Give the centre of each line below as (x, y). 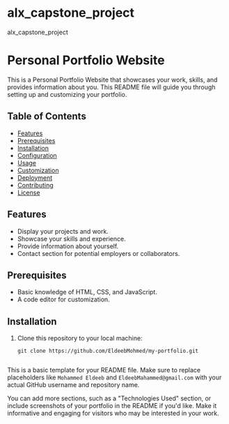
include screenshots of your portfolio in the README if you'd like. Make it (112, 406)
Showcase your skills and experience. (72, 238)
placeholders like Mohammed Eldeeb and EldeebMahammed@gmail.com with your (114, 377)
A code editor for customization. (63, 300)
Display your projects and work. (63, 231)
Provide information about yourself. (68, 246)
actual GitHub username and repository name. (73, 385)
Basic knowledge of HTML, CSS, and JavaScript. (87, 292)
